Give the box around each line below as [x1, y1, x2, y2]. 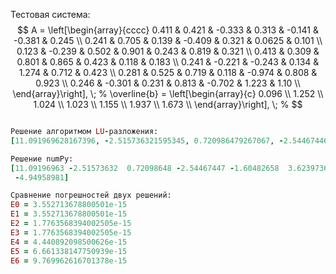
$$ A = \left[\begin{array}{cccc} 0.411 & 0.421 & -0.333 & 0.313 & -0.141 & [17, 24, 319, 36]
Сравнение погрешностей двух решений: [10, 190, 172, 201]
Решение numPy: [10, 154, 74, 164]
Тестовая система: [10, 9, 91, 20]
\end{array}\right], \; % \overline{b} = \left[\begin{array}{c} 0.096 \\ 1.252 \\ [12, 88, 324, 99]
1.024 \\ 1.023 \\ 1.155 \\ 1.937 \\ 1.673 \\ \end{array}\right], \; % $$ [33, 99, 303, 110]
